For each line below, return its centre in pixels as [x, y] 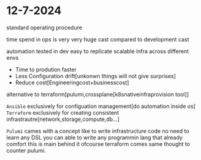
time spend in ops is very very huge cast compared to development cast [98, 39]
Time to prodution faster [46, 69]
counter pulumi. [26, 150]
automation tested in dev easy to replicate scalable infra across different [98, 51]
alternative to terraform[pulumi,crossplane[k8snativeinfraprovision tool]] [97, 94]
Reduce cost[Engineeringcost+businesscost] [72, 82]
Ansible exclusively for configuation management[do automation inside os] [101, 106]
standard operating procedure [44, 27]
